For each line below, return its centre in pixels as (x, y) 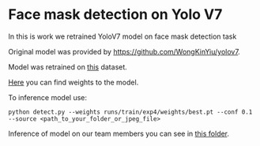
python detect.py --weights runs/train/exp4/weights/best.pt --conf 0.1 (130, 112)
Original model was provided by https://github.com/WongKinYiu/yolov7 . (124, 51)
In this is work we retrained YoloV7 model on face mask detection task (122, 36)
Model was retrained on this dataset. (68, 67)
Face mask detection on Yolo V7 (115, 15)
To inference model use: (48, 97)
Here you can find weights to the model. (73, 82)
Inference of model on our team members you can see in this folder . (119, 133)
